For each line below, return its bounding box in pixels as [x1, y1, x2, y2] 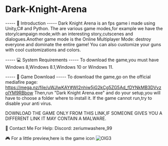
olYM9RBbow [5, 89, 34, 96]
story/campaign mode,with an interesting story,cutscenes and [5, 31, 133, 37]
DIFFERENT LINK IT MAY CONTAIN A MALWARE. [5, 115, 106, 121]
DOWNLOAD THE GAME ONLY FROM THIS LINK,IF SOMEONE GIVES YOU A [5, 110, 162, 116]
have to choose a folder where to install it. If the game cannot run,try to [5, 95, 152, 101]
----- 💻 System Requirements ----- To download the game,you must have [5, 57, 159, 63]
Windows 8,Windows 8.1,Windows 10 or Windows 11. [5, 64, 114, 70]
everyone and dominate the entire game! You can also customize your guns [5, 41, 161, 47]
